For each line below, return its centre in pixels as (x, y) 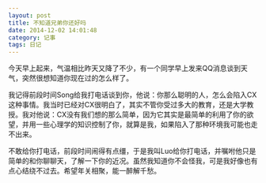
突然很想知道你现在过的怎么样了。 (77, 78)
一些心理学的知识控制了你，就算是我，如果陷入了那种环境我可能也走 (146, 125)
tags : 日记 (25, 45)
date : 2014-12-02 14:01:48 (53, 30)
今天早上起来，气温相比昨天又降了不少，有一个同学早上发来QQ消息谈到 (125, 69)
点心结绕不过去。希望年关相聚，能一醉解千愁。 (84, 171)
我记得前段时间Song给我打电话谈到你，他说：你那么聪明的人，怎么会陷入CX (133, 95)
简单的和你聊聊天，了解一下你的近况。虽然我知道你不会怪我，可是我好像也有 (133, 161)
